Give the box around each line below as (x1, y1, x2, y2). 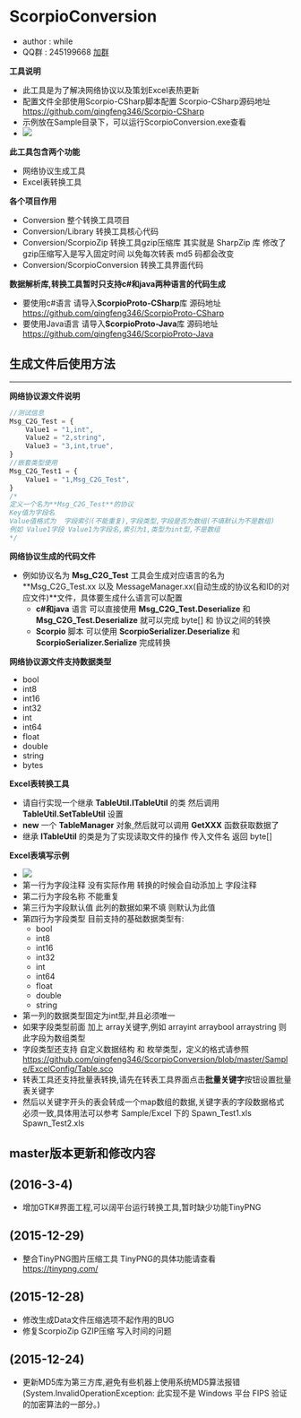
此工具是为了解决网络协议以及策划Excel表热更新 (21, 84, 200, 95)
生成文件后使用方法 (9, 357, 116, 372)
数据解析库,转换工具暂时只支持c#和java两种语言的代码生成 (9, 278, 227, 289)
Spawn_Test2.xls (21, 1118, 85, 1128)
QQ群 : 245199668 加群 (21, 47, 109, 57)
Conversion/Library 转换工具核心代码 (21, 226, 159, 237)
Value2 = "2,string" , (25, 433, 106, 443)
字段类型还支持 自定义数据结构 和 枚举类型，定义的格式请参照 (21, 1043, 249, 1054)
